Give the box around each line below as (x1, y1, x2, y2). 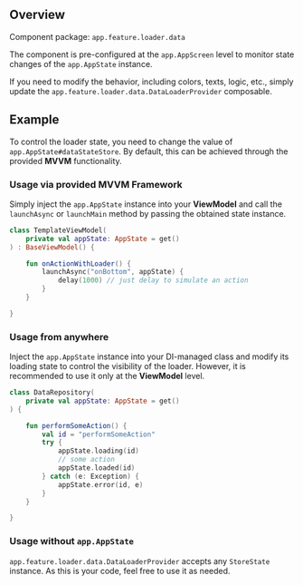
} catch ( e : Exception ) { (42, 472, 140, 481)
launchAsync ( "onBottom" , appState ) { (42, 268, 184, 277)
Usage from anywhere (9, 330, 109, 343)
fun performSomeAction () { (25, 421, 128, 430)
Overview (9, 7, 66, 23)
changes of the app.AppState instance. (9, 58, 153, 69)
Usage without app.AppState (9, 535, 134, 548)
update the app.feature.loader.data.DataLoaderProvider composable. (9, 85, 273, 96)
